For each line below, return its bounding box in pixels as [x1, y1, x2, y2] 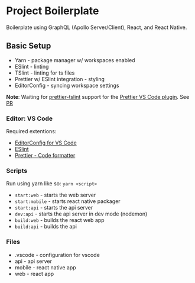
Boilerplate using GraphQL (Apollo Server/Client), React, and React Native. [6, 24, 187, 31]
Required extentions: [6, 128, 57, 135]
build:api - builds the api [14, 223, 77, 230]
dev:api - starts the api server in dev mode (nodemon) [14, 210, 148, 217]
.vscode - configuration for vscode [14, 251, 100, 258]
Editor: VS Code [6, 114, 53, 123]
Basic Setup [6, 41, 51, 51]
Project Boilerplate [6, 4, 99, 18]
